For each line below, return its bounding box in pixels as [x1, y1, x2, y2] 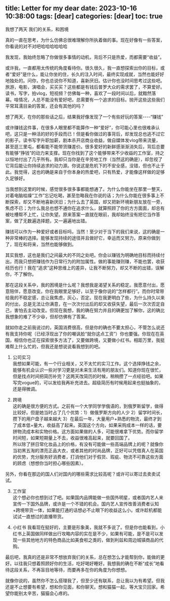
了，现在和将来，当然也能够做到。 [5, 241, 76, 247]
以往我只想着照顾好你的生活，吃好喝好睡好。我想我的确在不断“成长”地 [14, 560, 160, 566]
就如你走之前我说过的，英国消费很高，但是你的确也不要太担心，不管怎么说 [5, 324, 160, 330]
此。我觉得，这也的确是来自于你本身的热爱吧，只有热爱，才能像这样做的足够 [5, 169, 165, 175]
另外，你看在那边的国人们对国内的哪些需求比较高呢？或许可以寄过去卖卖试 [5, 471, 160, 477]
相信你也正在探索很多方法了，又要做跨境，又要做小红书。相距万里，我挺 [14, 337, 165, 343]
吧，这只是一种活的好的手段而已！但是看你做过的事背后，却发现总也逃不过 [5, 130, 160, 137]
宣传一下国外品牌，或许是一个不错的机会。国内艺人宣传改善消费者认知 [12, 500, 159, 507]
